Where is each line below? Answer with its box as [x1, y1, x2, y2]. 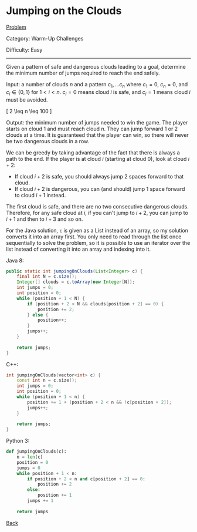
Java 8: [6, 257, 24, 264]
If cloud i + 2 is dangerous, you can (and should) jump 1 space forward [14, 185, 185, 192]
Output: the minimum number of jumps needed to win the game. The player [6, 119, 188, 126]
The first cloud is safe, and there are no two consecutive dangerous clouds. [6, 203, 189, 210]
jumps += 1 [27, 498, 54, 504]
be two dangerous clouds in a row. [6, 137, 90, 144]
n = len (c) [16, 454, 43, 460]
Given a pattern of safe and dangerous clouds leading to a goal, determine [6, 63, 186, 70]
